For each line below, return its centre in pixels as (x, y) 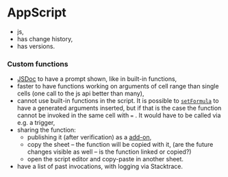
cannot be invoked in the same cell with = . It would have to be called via (119, 115)
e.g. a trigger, (36, 123)
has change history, (45, 38)
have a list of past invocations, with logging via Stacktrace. (100, 167)
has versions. (36, 46)
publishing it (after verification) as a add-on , (89, 137)
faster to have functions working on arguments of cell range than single (118, 86)
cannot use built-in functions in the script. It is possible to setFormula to (118, 101)
